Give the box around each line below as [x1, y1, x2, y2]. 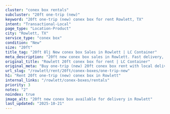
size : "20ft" [5, 45, 33, 50]
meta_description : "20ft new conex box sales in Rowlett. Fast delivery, [5, 54, 164, 60]
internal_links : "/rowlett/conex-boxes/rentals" [5, 78, 110, 83]
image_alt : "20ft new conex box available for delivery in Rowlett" [5, 96, 153, 101]
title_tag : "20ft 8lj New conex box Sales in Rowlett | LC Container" [5, 49, 157, 54]
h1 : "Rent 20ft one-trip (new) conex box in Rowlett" [5, 73, 121, 78]
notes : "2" [5, 87, 28, 92]
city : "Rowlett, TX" [5, 31, 49, 36]
